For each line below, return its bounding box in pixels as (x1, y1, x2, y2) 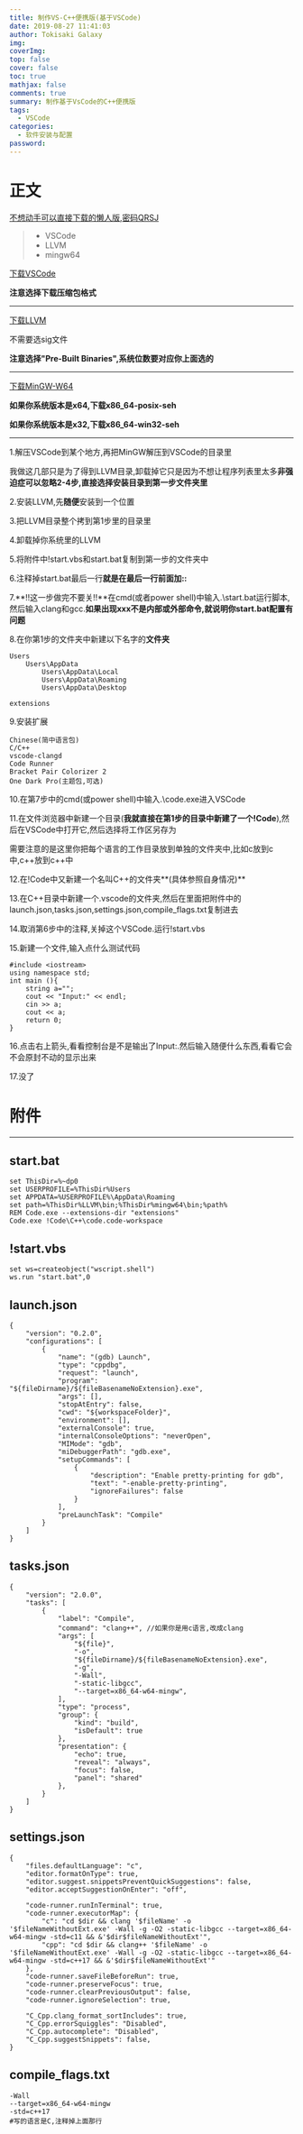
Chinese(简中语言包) (9, 736, 79, 745)
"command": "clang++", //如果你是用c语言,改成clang (57, 1624, 243, 1633)
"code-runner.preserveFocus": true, (25, 1980, 164, 1989)
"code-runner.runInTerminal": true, (25, 1900, 164, 1910)
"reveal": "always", (73, 1757, 151, 1767)
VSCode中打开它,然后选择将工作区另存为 (24, 824, 178, 835)
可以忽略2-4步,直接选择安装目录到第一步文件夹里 (24, 477, 208, 488)
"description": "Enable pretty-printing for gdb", (89, 1471, 284, 1480)
